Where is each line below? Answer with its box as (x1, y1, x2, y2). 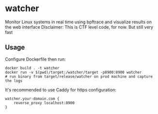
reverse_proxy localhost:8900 (14, 100, 75, 105)
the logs (5, 78, 23, 83)
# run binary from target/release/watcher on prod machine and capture (5, 74, 153, 79)
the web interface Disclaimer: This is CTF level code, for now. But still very (5, 24, 154, 30)
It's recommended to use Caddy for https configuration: (5, 87, 117, 93)
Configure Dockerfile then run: (5, 56, 66, 62)
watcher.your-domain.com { (5, 96, 60, 101)
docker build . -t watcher (5, 65, 60, 70)
